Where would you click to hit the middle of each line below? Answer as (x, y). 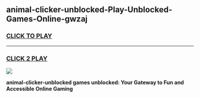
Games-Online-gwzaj (47, 19)
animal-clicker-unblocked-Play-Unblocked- (89, 10)
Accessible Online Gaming (40, 88)
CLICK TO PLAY (29, 36)
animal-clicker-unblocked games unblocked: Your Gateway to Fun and (95, 82)
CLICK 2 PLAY (27, 58)
